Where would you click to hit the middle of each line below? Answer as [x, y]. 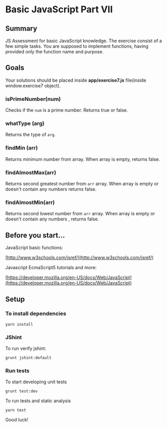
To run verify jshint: [26, 348]
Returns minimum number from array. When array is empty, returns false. [83, 159]
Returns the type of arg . [31, 135]
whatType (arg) [25, 123]
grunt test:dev [22, 392]
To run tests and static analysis [38, 401]
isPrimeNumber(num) [33, 99]
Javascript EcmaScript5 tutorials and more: [51, 268]
